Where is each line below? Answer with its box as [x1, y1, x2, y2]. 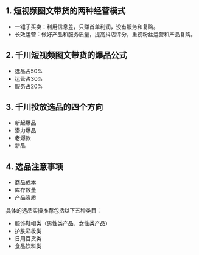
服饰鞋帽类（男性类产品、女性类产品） [14, 220, 111, 227]
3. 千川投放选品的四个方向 [5, 102, 103, 112]
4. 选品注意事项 [5, 161, 63, 172]
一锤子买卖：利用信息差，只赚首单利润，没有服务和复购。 [14, 23, 159, 30]
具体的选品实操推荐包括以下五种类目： [5, 207, 102, 214]
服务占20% [14, 83, 43, 90]
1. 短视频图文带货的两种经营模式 [5, 5, 126, 16]
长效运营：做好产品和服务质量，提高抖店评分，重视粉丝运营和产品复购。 [14, 30, 196, 38]
